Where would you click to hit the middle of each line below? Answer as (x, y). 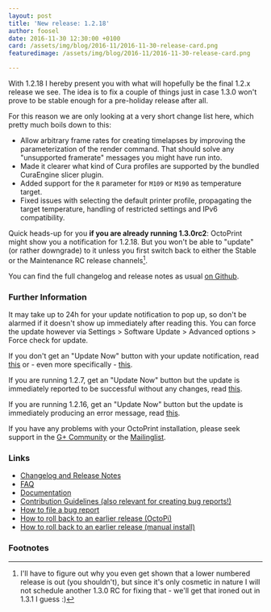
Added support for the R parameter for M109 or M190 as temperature (131, 183)
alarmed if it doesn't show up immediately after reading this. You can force (132, 323)
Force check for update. (48, 340)
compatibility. (42, 218)
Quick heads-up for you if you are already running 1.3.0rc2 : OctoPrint (125, 233)
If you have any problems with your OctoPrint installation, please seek (124, 428)
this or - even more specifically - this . (71, 364)
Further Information (48, 297)
